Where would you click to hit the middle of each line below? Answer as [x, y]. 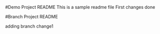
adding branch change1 [29, 26]
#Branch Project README [32, 17]
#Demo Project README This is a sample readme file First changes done [80, 7]
